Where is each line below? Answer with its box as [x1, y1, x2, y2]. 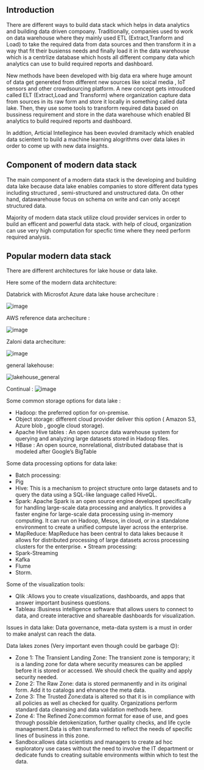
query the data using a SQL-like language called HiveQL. [15, 491, 157, 498]
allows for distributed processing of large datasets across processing [15, 537, 189, 544]
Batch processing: [15, 471, 61, 479]
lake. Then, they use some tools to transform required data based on [6, 104, 178, 112]
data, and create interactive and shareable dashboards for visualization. [15, 612, 195, 619]
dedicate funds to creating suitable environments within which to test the [15, 751, 199, 759]
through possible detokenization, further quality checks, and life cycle [15, 719, 191, 726]
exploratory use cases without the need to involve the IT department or [15, 745, 194, 752]
